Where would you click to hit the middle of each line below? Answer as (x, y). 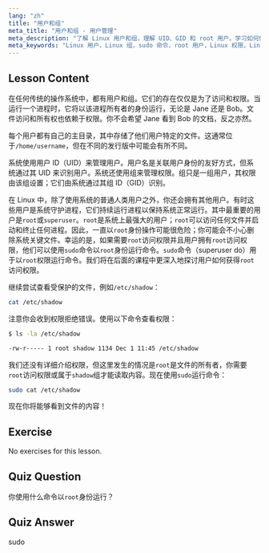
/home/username (41, 146)
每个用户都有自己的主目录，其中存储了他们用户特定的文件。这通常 (117, 135)
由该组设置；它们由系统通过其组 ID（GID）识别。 (89, 182)
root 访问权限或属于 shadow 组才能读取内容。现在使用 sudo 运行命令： (118, 375)
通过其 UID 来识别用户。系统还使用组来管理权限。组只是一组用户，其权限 (135, 173)
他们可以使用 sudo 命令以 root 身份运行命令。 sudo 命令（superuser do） (136, 250)
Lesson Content (49, 78)
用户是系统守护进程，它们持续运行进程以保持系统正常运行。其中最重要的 (134, 209)
